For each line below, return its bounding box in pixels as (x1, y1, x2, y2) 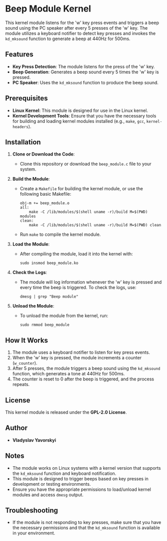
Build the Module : (12, 176, 50, 182)
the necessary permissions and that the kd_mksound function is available (12, 525, 160, 531)
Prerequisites (5, 94, 48, 103)
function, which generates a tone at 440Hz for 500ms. (12, 371, 125, 377)
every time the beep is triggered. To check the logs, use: (19, 285, 136, 291)
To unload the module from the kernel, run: (19, 313, 108, 319)
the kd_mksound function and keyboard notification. (12, 470, 116, 476)
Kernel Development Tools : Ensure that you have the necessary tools (12, 112, 156, 118)
